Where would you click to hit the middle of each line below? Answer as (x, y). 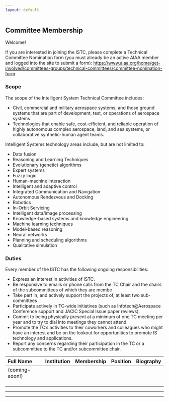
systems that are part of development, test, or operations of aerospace (86, 113)
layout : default (22, 10)
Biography (149, 362)
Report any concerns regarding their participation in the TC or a (78, 343)
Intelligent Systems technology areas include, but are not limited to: (75, 144)
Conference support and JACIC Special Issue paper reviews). (76, 312)
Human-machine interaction (41, 181)
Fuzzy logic (24, 175)
